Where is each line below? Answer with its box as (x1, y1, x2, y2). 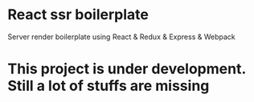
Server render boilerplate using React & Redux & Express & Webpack (7, 32, 236, 41)
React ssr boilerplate (7, 6, 150, 24)
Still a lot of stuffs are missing (7, 77, 210, 95)
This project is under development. (7, 60, 246, 78)
